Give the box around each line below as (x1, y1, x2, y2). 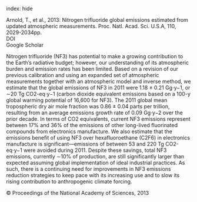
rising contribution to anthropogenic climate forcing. (6, 178, 132, 185)
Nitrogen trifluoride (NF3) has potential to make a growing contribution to (6, 53, 183, 59)
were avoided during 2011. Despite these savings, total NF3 (23, 147, 167, 154)
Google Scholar (6, 41, 44, 48)
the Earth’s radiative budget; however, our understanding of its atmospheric (6, 59, 189, 66)
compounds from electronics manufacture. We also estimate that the (6, 128, 172, 135)
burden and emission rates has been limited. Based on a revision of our (6, 65, 178, 72)
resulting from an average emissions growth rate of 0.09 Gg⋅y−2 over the (6, 109, 183, 116)
